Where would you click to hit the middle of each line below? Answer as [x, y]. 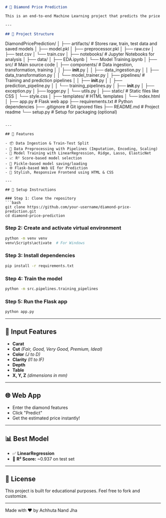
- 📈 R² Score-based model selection [44, 158]
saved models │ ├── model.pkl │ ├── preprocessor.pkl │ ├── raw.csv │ [80, 49]
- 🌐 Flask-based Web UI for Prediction [46, 168]
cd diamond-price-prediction [35, 215]
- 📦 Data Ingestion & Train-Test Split [47, 143]
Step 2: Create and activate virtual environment [63, 228]
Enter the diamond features [40, 407]
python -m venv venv [26, 238]
